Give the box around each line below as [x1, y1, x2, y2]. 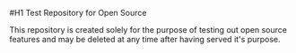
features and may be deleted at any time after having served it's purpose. [9, 34, 281, 44]
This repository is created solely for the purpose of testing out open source [9, 25, 287, 34]
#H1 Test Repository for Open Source [9, 8, 147, 18]
